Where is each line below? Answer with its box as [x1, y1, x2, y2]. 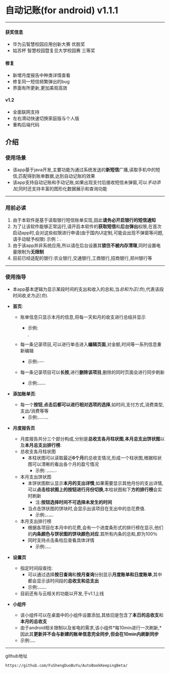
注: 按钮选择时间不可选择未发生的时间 [35, 499, 112, 505]
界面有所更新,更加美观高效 [12, 85, 67, 91]
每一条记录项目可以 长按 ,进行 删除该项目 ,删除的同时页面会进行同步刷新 [20, 369, 165, 375]
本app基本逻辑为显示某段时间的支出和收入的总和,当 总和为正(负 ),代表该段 [12, 286, 164, 292]
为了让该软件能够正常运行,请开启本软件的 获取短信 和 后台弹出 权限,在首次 [12, 223, 162, 229]
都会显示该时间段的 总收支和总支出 [27, 578, 99, 584]
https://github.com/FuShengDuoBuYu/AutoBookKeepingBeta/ [5, 663, 128, 668]
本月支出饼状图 [20, 474, 52, 480]
